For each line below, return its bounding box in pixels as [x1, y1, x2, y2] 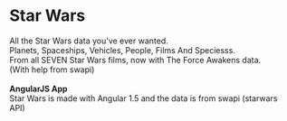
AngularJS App [9, 83, 68, 94]
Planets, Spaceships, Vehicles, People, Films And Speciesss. [9, 44, 235, 55]
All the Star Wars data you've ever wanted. [9, 35, 169, 46]
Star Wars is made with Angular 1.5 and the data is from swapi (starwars [9, 92, 278, 104]
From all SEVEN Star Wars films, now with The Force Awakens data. [9, 54, 262, 65]
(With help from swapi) [9, 64, 95, 75]
